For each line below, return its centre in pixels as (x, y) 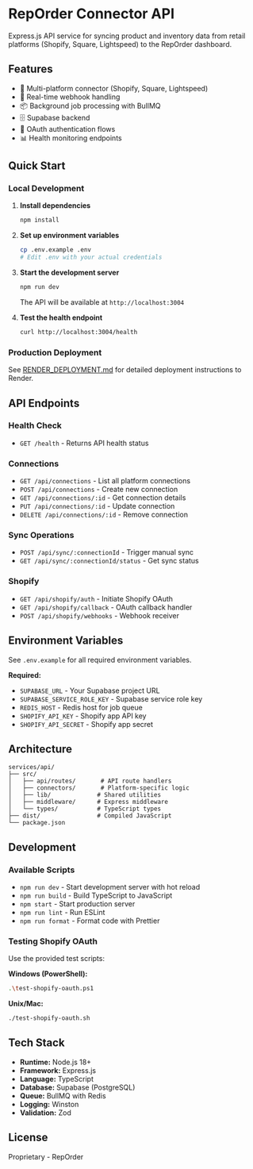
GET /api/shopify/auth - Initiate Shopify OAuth (96, 598)
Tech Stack (36, 1043)
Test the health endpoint (61, 317)
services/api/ (32, 767)
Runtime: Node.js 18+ (56, 1062)
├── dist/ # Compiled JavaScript (90, 816)
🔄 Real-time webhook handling (70, 97)
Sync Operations (41, 535)
